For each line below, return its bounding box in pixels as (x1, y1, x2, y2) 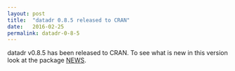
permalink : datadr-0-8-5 (7, 29, 80, 37)
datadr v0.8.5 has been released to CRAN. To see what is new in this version (7, 49, 228, 57)
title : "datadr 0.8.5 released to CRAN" (7, 17, 130, 24)
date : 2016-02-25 (7, 23, 65, 30)
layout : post (7, 10, 46, 17)
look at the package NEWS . (7, 56, 86, 65)
